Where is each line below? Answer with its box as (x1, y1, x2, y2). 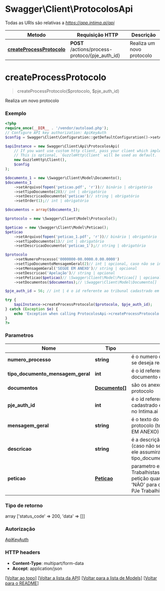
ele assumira (131, 448, 161, 455)
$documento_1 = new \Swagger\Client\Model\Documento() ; (5, 175, 122, 180)
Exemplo (5, 110, 27, 117)
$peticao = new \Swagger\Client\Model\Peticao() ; (5, 225, 109, 230)
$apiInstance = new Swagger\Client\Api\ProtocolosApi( (5, 144, 120, 149)
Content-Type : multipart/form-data (12, 560, 84, 566)
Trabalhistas (131, 469, 160, 476)
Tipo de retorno (5, 502, 43, 509)
